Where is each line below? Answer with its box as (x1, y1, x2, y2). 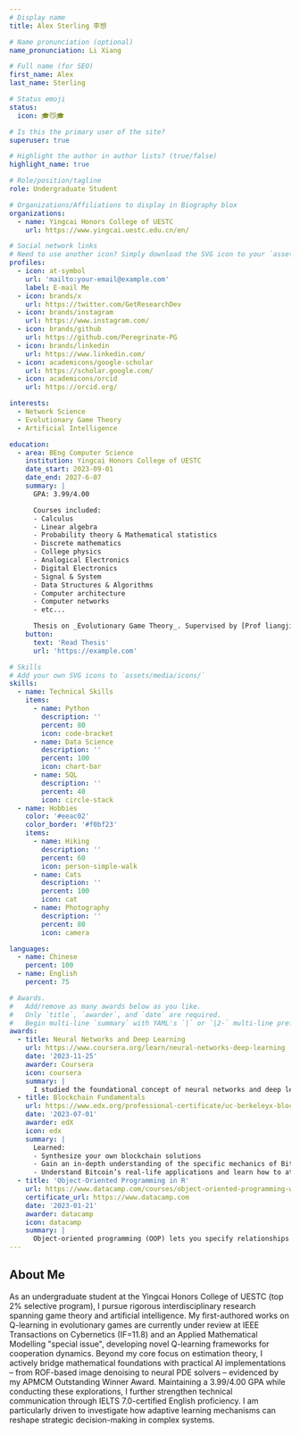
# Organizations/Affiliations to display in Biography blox (9, 200, 238, 210)
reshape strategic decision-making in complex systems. (9, 1414, 215, 1425)
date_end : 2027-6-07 (25, 473, 102, 482)
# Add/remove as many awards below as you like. (9, 1002, 202, 1011)
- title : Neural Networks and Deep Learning (17, 1035, 186, 1045)
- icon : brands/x (17, 291, 82, 300)
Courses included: (32, 505, 102, 514)
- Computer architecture (32, 588, 126, 598)
